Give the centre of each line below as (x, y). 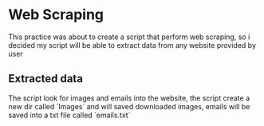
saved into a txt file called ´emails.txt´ (69, 115)
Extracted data (46, 79)
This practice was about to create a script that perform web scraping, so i (129, 37)
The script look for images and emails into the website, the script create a (129, 98)
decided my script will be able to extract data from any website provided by (132, 45)
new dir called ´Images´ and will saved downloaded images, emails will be (129, 106)
